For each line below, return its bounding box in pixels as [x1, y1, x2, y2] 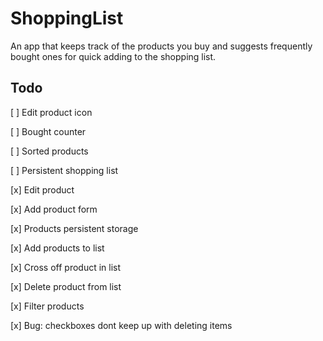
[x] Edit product [10, 183, 75, 196]
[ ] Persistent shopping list [10, 164, 119, 176]
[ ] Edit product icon [10, 106, 93, 118]
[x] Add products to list [10, 242, 105, 254]
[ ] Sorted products [10, 145, 89, 157]
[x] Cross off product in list [10, 261, 122, 273]
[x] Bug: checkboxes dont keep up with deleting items [10, 319, 233, 331]
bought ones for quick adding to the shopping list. [10, 50, 217, 62]
